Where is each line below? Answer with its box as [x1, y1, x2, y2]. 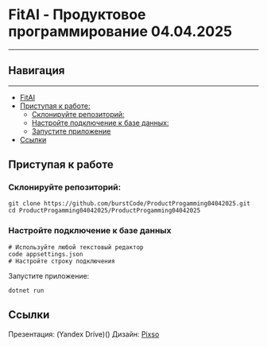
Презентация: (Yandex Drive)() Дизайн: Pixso [8, 329, 160, 339]
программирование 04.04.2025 [8, 22, 233, 41]
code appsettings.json [8, 250, 83, 258]
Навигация [8, 64, 65, 77]
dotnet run [8, 287, 44, 294]
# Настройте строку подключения [8, 257, 115, 265]
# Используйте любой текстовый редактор [8, 243, 145, 251]
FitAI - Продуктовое [8, 6, 146, 24]
